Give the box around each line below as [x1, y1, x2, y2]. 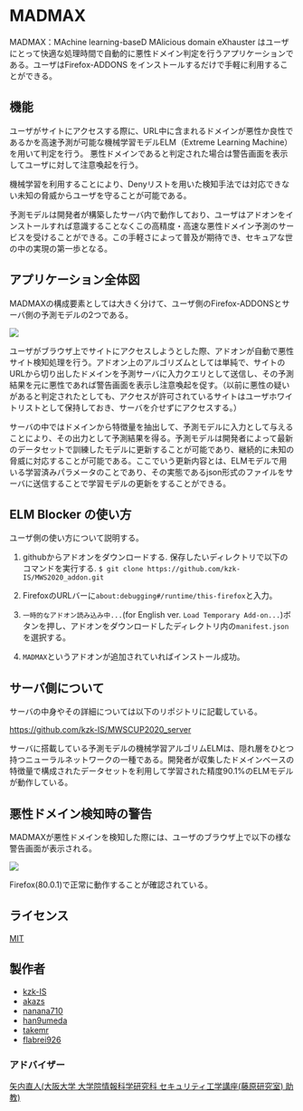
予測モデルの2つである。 [40, 309, 134, 320]
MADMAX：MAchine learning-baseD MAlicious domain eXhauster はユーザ [9, 36, 289, 47]
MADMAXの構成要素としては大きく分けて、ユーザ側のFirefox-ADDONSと [9, 298, 282, 309]
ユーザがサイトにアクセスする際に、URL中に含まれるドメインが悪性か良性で [9, 125, 294, 136]
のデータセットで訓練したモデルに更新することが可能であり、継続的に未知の [9, 444, 295, 455]
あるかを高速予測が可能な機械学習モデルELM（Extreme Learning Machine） [9, 137, 293, 148]
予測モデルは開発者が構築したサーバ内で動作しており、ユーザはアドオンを [9, 209, 287, 220]
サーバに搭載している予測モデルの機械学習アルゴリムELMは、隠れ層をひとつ [9, 743, 295, 754]
